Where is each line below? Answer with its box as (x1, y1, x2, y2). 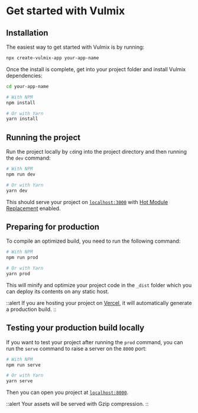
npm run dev (6, 171, 35, 177)
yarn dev (6, 188, 28, 193)
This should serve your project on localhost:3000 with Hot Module (6, 198, 168, 205)
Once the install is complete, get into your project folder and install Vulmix (6, 65, 186, 72)
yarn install (6, 116, 38, 122)
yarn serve (6, 378, 33, 384)
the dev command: (6, 154, 51, 161)
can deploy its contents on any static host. (6, 288, 109, 295)
